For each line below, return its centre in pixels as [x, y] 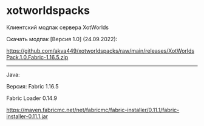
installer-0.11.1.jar [27, 116]
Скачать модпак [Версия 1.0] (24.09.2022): [62, 39]
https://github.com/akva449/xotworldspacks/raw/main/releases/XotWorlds [100, 51]
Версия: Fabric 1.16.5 [32, 86]
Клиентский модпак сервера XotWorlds [58, 27]
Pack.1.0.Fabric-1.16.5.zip [37, 57]
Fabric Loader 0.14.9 [32, 98]
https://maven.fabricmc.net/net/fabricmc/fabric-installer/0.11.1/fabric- [93, 110]
